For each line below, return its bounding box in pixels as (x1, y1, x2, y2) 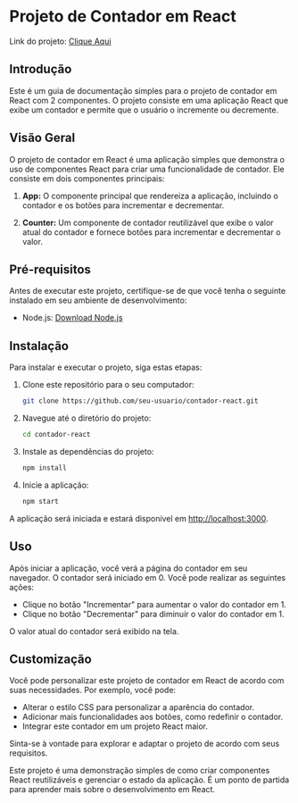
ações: (9, 581, 34, 592)
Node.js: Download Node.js (21, 313, 123, 323)
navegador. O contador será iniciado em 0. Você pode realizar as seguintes (9, 572, 286, 582)
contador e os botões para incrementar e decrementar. (21, 199, 225, 211)
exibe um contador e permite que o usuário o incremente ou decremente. (9, 105, 279, 115)
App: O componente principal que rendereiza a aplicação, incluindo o (21, 190, 278, 201)
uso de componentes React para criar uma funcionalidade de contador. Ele (9, 163, 285, 174)
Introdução (9, 62, 72, 77)
